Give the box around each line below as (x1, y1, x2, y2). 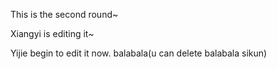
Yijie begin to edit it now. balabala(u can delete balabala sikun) (10, 47, 268, 59)
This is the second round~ (10, 9, 119, 20)
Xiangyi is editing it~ (10, 28, 95, 39)
